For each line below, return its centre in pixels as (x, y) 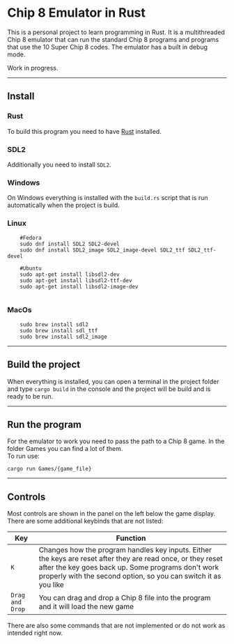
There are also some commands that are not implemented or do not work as (116, 626)
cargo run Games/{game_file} (49, 469)
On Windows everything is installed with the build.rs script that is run (108, 198)
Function (131, 538)
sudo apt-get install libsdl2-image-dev (79, 286)
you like (51, 585)
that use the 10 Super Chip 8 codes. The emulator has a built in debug (107, 47)
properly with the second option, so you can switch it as (130, 576)
